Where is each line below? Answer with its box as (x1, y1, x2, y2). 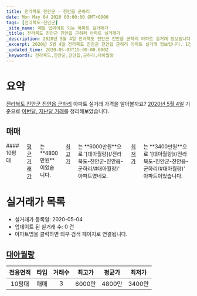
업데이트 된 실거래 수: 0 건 (14, 223, 74, 230)
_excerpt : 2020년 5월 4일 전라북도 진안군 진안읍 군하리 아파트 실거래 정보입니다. (6, 42, 183, 48)
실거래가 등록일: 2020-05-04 (14, 216, 83, 223)
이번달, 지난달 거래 (21, 107, 64, 115)
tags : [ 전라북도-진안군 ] (6, 19, 59, 25)
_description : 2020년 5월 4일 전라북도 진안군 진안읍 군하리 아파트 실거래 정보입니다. (6, 36, 193, 42)
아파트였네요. (78, 172, 108, 179)
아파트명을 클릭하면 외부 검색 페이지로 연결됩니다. (14, 231, 128, 238)
